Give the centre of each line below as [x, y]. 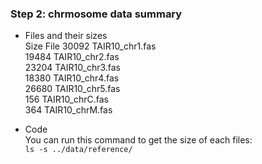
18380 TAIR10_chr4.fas [72, 78]
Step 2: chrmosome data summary [96, 14]
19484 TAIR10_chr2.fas [72, 57]
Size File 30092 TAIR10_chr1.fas [90, 46]
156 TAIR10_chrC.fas [66, 99]
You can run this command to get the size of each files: [138, 140]
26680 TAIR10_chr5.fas [72, 89]
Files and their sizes [66, 36]
